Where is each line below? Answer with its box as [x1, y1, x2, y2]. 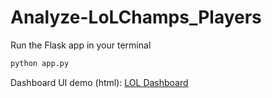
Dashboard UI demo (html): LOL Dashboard [10, 76, 189, 88]
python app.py [10, 58, 70, 68]
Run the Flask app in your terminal [10, 39, 152, 51]
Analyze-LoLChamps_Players [10, 6, 262, 29]
